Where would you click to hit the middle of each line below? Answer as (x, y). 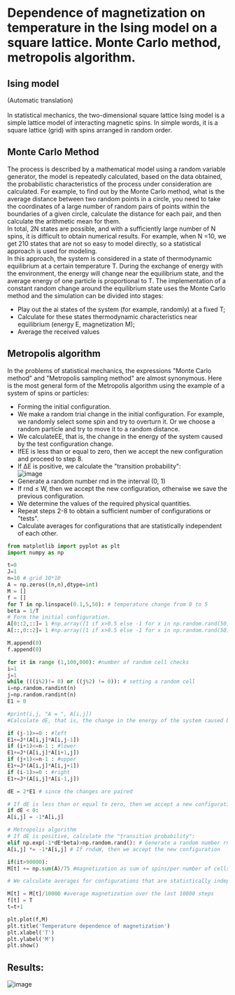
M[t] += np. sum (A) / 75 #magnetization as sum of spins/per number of (109, 868)
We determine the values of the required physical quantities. (104, 503)
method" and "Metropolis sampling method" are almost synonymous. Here (115, 378)
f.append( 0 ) (24, 649)
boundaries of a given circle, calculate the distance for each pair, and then (114, 214)
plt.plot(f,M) (28, 919)
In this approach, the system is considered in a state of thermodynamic (110, 258)
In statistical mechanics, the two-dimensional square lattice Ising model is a (116, 115)
